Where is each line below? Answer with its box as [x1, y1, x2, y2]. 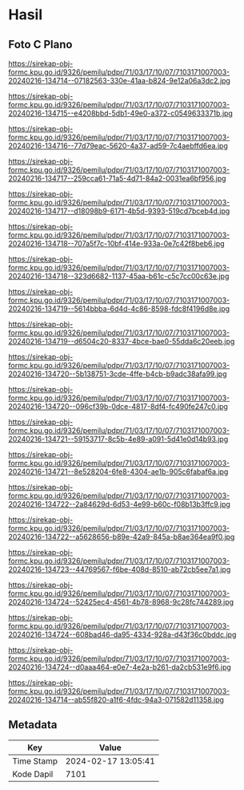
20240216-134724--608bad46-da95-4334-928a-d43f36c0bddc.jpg [8, 630, 237, 639]
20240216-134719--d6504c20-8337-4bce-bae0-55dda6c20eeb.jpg [8, 337, 235, 346]
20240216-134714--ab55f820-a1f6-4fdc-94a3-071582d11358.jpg [8, 695, 224, 704]
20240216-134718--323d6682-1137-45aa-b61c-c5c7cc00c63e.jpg [8, 271, 230, 281]
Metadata [8, 718, 58, 731]
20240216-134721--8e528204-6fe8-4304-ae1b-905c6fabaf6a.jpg [8, 467, 229, 476]
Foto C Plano [8, 38, 73, 51]
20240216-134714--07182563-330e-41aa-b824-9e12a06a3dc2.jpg [8, 76, 230, 85]
